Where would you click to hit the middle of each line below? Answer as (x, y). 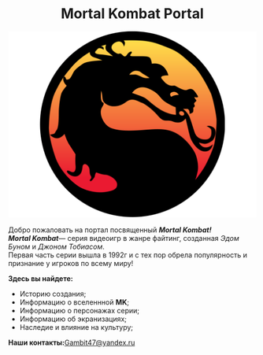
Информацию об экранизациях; (73, 319)
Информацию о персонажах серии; (80, 310)
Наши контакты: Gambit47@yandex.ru (72, 342)
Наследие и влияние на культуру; (76, 327)
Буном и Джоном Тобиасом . (56, 246)
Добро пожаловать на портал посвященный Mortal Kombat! (110, 230)
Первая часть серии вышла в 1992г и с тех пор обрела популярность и (128, 255)
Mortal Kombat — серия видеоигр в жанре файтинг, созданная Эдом (124, 238)
